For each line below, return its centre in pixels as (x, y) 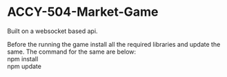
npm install (23, 58)
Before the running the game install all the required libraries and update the (114, 44)
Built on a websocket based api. (52, 31)
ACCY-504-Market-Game (83, 12)
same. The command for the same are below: (72, 52)
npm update (24, 66)
